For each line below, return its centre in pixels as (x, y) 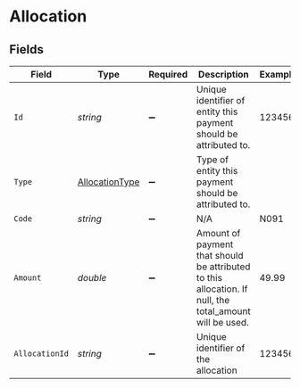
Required (168, 74)
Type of (212, 160)
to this (209, 278)
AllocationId (42, 354)
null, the (213, 300)
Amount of (218, 233)
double (92, 278)
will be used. (223, 322)
